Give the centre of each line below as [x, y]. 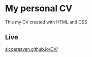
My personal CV [39, 9]
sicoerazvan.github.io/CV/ [31, 49]
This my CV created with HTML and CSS [46, 22]
